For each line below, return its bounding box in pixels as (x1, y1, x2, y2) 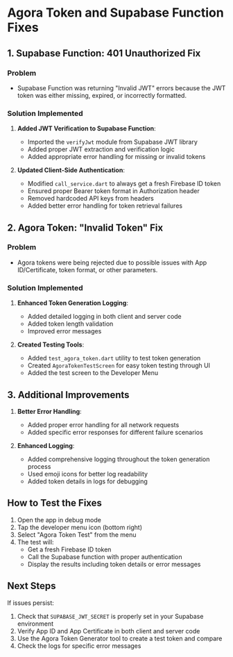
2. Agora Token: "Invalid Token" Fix (7, 222, 164, 233)
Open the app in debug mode (17, 515, 102, 524)
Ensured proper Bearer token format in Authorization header (27, 187, 200, 195)
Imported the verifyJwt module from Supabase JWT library (27, 138, 198, 147)
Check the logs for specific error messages (17, 641, 141, 650)
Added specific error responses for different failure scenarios (27, 428, 203, 436)
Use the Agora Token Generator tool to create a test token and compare (17, 634, 223, 642)
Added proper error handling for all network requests (27, 420, 180, 429)
